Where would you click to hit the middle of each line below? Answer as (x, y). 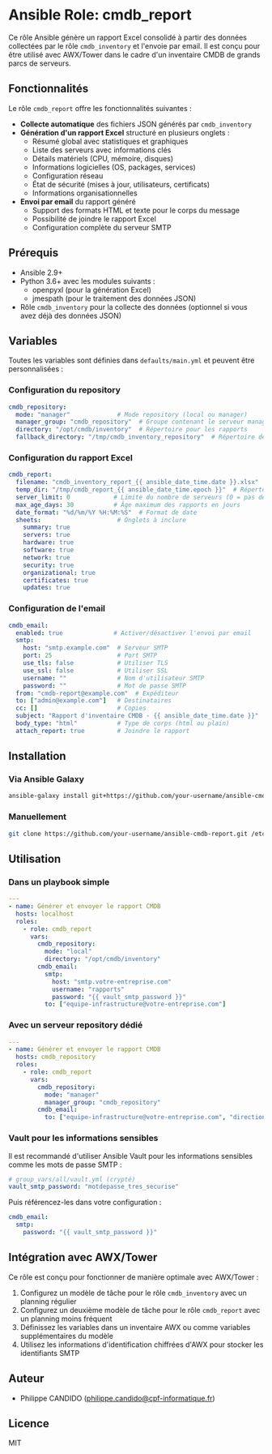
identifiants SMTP (50, 1353)
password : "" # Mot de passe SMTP (104, 686)
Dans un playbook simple (59, 881)
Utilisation (35, 858)
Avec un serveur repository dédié (76, 1025)
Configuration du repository (65, 390)
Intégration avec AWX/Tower (83, 1257)
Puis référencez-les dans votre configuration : (85, 1203)
